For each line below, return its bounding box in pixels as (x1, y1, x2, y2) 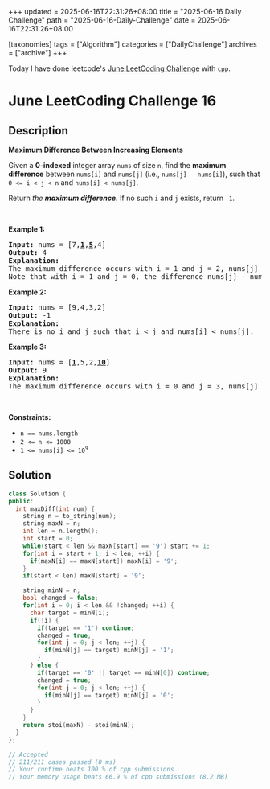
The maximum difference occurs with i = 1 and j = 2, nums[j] (8, 265, 259, 273)
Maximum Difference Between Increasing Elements (8, 145, 183, 154)
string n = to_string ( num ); (22, 512, 117, 520)
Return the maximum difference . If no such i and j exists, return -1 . (8, 193, 235, 203)
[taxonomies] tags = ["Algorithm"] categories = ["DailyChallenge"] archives (8, 39, 257, 49)
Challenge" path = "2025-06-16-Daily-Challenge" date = (8, 15, 196, 25)
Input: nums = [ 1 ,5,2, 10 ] (8, 358, 111, 367)
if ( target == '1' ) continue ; (37, 623, 135, 632)
